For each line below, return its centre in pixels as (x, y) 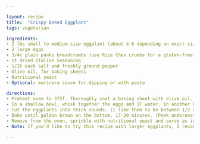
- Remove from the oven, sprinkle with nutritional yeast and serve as (97, 121)
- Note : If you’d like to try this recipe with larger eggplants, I (93, 126)
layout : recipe (25, 17)
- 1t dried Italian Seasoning (44, 60)
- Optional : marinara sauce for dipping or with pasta (76, 83)
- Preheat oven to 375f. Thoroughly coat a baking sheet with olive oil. (100, 99)
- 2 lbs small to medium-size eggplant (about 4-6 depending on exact (96, 44)
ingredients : (22, 39)
